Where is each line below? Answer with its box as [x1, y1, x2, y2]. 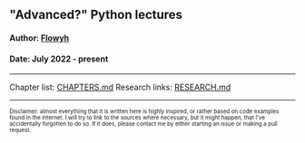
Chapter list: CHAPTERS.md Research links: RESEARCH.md [9, 81, 231, 93]
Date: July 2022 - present [9, 53, 109, 64]
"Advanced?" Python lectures [9, 7, 183, 23]
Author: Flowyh [9, 32, 70, 43]
